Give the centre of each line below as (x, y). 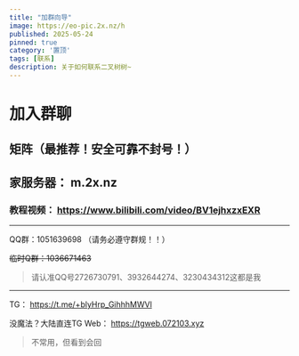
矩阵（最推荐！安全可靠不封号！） (103, 149)
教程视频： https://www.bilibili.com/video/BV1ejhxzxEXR (135, 210)
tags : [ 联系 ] (32, 59)
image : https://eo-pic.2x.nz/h (67, 26)
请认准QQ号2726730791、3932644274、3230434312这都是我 (146, 278)
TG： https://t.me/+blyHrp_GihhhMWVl (81, 304)
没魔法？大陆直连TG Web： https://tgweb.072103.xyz (107, 324)
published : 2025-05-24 (51, 34)
